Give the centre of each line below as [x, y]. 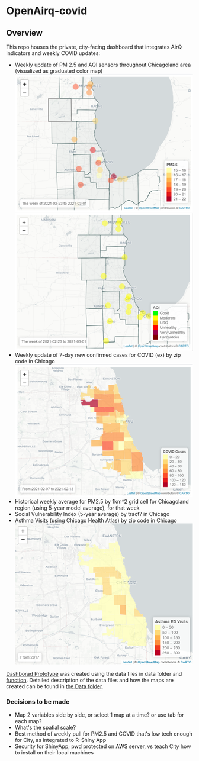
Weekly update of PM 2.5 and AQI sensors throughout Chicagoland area [103, 65]
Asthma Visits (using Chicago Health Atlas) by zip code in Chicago [96, 520]
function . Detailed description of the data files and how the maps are [90, 680]
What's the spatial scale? [45, 727]
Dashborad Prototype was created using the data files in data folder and [94, 674]
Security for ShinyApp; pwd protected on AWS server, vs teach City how [103, 746]
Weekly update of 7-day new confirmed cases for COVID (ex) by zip [98, 355]
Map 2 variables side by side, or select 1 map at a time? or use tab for [99, 715]
